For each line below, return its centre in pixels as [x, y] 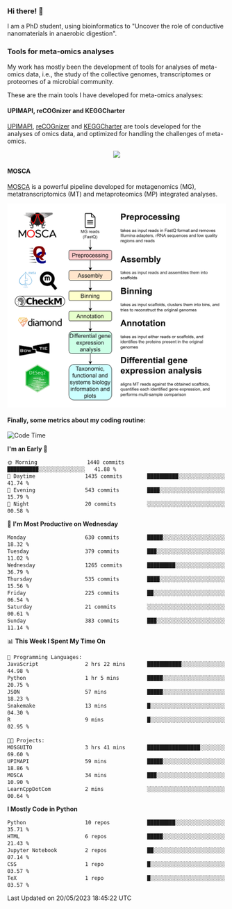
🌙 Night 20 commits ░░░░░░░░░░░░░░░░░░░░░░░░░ [116, 504]
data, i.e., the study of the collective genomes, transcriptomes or [119, 74]
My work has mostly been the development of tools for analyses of [103, 67]
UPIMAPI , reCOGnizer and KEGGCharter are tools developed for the [104, 126]
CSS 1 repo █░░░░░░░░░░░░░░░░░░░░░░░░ [116, 865]
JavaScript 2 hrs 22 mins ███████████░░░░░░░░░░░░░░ [116, 665]
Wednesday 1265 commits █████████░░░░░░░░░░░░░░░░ [116, 565]
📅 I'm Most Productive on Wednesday [63, 524]
